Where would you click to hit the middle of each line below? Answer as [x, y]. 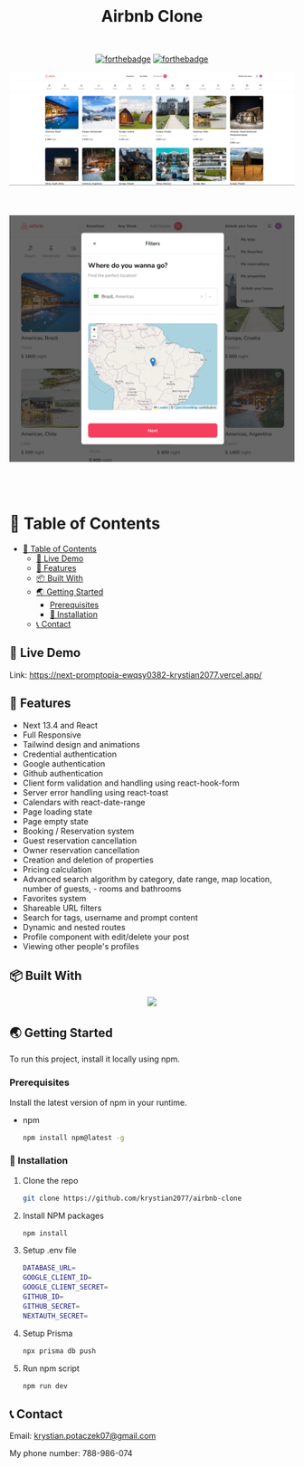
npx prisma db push [59, 1351]
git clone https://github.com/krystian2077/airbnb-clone [132, 1198]
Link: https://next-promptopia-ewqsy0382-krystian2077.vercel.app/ [136, 674]
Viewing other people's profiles [81, 946]
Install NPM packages [63, 1215]
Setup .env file [49, 1251]
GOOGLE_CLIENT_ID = [57, 1278]
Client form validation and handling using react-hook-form [131, 783]
